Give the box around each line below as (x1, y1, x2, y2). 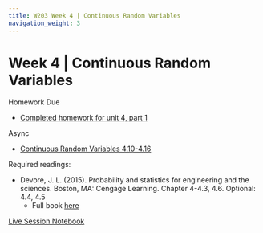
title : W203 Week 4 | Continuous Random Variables (8, 11, 181, 20)
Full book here (31, 201, 80, 211)
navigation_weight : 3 (8, 19, 81, 27)
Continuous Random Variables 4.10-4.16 (19, 144, 152, 153)
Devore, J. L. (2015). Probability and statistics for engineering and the (19, 175, 250, 185)
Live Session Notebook (8, 216, 85, 226)
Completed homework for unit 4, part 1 (19, 113, 148, 123)
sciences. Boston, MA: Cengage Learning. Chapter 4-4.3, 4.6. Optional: (19, 184, 257, 194)
